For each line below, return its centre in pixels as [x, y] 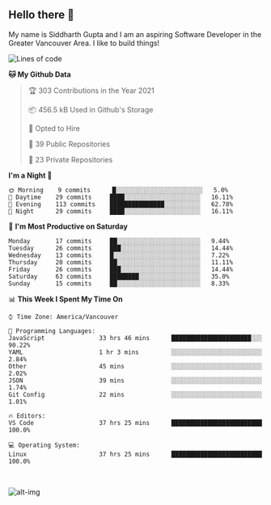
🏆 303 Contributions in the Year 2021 [91, 90]
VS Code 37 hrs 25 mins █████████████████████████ [135, 423]
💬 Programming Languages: [52, 331]
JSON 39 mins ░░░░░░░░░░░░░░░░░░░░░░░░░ [135, 381]
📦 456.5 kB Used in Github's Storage [91, 109]
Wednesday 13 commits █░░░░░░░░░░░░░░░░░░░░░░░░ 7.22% [119, 255]
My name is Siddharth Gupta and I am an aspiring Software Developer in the [135, 34]
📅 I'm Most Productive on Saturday [68, 226]
